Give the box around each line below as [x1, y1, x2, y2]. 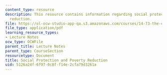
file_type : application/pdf [5, 26, 64, 31]
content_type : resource [5, 7, 55, 12]
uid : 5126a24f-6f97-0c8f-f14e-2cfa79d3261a [5, 62, 97, 67]
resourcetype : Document [5, 53, 55, 58]
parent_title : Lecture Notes [5, 44, 66, 49]
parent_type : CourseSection [5, 48, 64, 53]
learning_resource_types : [5, 30, 59, 35]
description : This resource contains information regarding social [5, 12, 148, 17]
